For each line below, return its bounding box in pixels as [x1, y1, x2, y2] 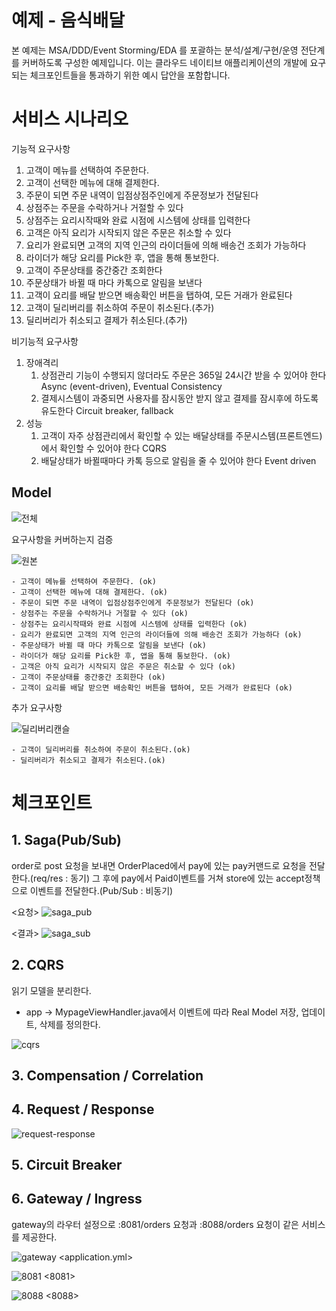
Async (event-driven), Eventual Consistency [40, 380, 223, 392]
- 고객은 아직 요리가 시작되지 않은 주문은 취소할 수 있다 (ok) [11, 661, 236, 671]
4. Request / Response [11, 1101, 155, 1118]
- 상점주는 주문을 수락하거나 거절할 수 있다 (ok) [11, 608, 189, 618]
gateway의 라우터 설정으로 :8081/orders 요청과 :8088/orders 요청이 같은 [11, 1218, 299, 1230]
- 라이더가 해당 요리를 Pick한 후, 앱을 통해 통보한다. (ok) [11, 651, 232, 661]
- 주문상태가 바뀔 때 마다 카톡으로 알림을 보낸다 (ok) [11, 640, 207, 650]
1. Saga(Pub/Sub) [11, 832, 122, 849]
